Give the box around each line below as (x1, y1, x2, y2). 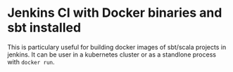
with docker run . (7, 57, 55, 66)
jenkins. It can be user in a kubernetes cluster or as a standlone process (7, 50, 217, 59)
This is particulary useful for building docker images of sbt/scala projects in (7, 43, 227, 51)
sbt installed (7, 20, 82, 36)
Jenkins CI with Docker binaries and (7, 5, 222, 21)
